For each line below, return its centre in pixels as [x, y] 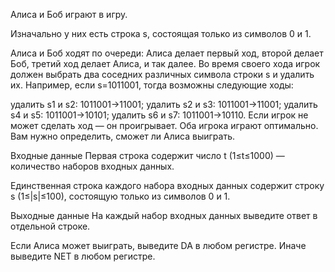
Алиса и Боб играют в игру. [69, 14]
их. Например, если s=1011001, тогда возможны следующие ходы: [152, 85]
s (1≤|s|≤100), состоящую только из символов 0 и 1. [120, 196]
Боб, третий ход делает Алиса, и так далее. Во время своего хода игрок [165, 63]
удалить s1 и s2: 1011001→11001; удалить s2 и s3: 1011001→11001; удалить [164, 104]
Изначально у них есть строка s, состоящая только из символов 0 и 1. [161, 33]
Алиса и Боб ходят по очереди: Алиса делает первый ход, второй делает [167, 53]
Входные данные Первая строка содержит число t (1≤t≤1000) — [147, 155]
